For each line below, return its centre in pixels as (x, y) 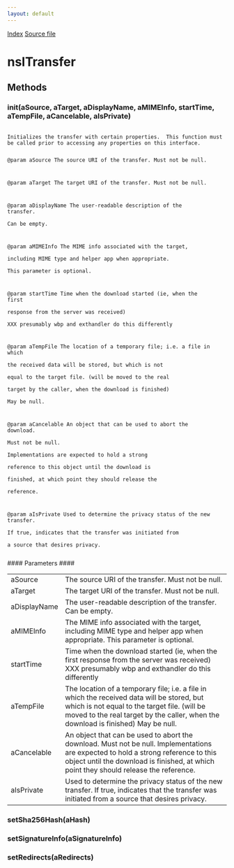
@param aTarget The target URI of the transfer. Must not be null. (107, 183)
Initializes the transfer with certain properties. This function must (115, 137)
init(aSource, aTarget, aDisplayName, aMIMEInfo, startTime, (111, 108)
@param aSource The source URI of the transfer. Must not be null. (107, 160)
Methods (27, 88)
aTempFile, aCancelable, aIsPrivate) (69, 116)
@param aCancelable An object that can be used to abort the (98, 425)
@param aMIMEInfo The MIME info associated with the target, (98, 246)
